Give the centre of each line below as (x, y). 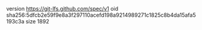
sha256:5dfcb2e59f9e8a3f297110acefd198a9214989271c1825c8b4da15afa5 (101, 15)
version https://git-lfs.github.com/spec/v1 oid (62, 9)
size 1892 (37, 21)
